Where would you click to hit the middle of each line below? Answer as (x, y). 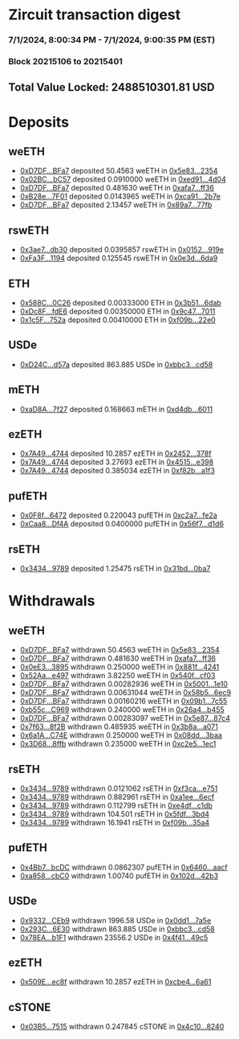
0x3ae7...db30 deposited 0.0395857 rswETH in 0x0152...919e (122, 250)
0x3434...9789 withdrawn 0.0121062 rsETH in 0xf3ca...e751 (119, 788)
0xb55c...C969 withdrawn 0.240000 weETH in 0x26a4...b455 (122, 710)
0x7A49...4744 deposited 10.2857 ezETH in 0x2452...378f (115, 454)
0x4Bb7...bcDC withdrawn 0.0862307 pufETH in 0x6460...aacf (124, 867)
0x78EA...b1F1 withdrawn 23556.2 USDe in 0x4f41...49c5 (114, 937)
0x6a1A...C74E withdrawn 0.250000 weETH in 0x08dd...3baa (121, 735)
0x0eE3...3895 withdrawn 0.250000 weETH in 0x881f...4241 (119, 667)
